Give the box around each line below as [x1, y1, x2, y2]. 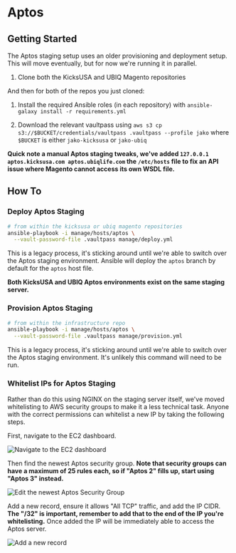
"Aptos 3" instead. [7, 474, 64, 482]
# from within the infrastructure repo [7, 319, 126, 326]
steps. [7, 418, 26, 426]
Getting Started [7, 33, 77, 45]
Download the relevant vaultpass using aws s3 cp [17, 120, 162, 129]
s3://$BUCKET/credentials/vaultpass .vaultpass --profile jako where [17, 128, 230, 136]
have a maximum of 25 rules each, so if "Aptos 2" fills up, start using [7, 466, 215, 475]
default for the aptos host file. [7, 264, 94, 273]
